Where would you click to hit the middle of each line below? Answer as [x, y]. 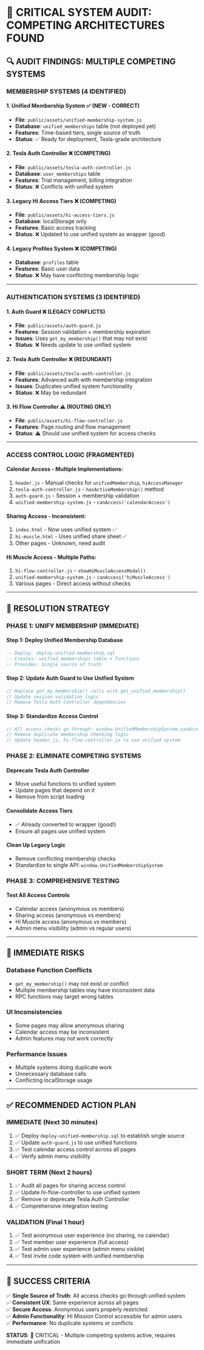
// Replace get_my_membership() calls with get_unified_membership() [96, 691]
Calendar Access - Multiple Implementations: [65, 469]
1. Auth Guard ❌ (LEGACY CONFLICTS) [56, 311]
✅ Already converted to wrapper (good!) [66, 824]
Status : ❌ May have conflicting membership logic [77, 275]
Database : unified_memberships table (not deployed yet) [85, 126]
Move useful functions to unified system [66, 784]
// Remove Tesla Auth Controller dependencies [66, 702]
